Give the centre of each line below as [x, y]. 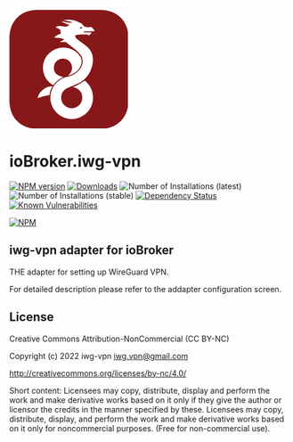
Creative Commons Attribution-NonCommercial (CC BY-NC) [119, 339]
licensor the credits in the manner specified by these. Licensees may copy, [146, 409]
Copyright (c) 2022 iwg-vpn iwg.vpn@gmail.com [99, 356]
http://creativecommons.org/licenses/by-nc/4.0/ [98, 373]
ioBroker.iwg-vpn [75, 162]
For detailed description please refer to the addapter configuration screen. [146, 289]
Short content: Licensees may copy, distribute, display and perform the [139, 390]
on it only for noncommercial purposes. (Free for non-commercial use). [140, 428]
